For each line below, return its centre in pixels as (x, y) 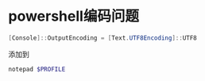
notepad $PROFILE (37, 69)
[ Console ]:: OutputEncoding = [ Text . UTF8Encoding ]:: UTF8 (102, 38)
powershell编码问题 (73, 16)
